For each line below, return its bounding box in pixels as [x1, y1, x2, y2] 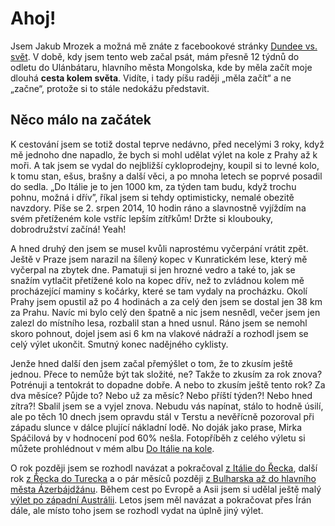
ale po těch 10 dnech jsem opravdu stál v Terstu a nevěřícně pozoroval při [10, 410, 315, 422]
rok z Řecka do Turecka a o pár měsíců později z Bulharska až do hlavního [10, 472, 317, 484]
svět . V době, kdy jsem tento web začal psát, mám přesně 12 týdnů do [10, 50, 300, 62]
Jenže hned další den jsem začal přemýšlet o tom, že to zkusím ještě [10, 357, 294, 369]
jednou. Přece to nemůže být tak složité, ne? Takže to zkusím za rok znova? [10, 368, 323, 380]
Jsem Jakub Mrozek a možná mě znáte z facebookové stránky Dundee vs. [10, 40, 318, 52]
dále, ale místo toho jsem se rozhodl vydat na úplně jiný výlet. [10, 504, 264, 516]
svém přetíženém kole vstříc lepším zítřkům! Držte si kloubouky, [10, 212, 274, 224]
